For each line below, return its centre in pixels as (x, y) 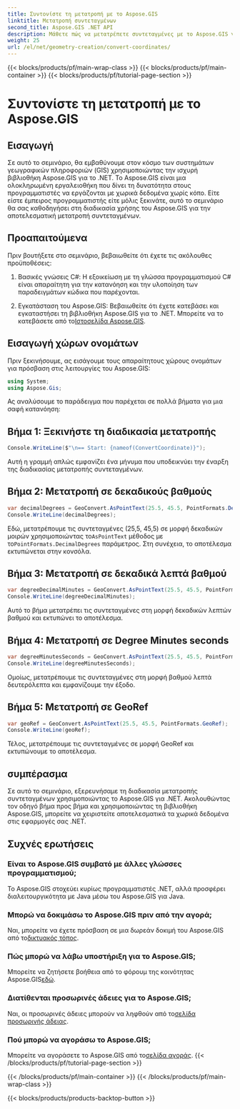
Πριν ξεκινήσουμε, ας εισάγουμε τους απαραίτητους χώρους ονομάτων (115, 361)
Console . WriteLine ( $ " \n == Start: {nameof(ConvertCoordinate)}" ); (106, 448)
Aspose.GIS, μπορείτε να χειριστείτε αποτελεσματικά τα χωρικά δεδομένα (118, 814)
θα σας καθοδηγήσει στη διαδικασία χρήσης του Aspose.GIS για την (109, 208)
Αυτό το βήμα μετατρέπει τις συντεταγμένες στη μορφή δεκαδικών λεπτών (120, 611)
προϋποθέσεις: (30, 263)
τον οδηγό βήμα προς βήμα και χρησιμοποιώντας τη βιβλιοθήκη (102, 806)
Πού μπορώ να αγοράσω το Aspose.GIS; (79, 1040)
